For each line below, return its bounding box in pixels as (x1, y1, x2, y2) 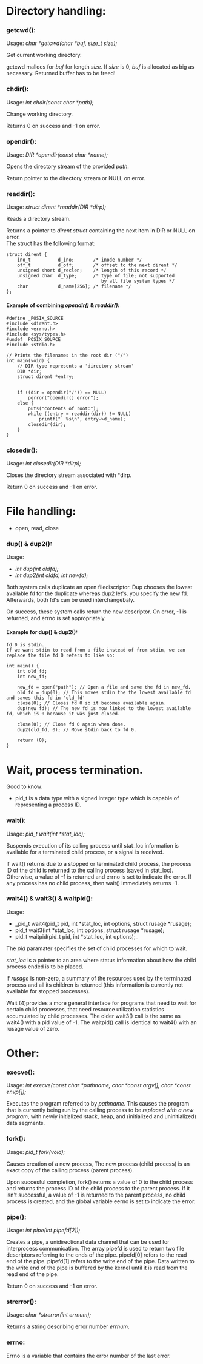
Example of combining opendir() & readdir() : (6, 302, 120, 309)
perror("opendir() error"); (28, 394, 99, 401)
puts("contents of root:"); (28, 405, 99, 411)
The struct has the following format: (6, 240, 96, 247)
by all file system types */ (101, 278, 175, 285)
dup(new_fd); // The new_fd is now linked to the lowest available (17, 706, 191, 712)
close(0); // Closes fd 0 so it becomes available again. (17, 700, 167, 706)
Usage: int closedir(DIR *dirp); (6, 459, 82, 467)
